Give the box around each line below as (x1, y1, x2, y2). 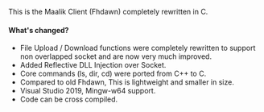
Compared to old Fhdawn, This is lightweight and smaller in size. (19, 77, 235, 87)
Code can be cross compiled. (19, 94, 118, 104)
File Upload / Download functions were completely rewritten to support (19, 44, 256, 53)
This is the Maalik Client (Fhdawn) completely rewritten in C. (8, 7, 208, 16)
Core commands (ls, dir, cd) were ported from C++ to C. (19, 68, 207, 79)
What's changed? (8, 25, 69, 35)
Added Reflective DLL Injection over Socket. (19, 60, 167, 70)
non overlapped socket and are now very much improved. (19, 52, 212, 61)
